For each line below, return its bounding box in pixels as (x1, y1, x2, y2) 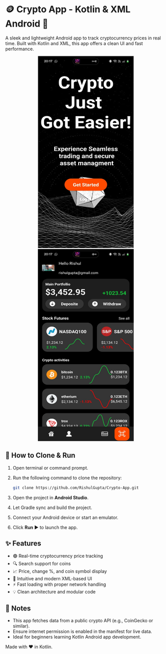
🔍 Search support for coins (12, 561, 71, 567)
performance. (5, 46, 34, 52)
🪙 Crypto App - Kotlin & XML (5, 4, 131, 15)
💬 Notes (5, 604, 31, 613)
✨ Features (5, 539, 41, 548)
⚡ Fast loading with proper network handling (12, 581, 106, 587)
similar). (12, 623, 30, 629)
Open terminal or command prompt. (12, 465, 88, 471)
